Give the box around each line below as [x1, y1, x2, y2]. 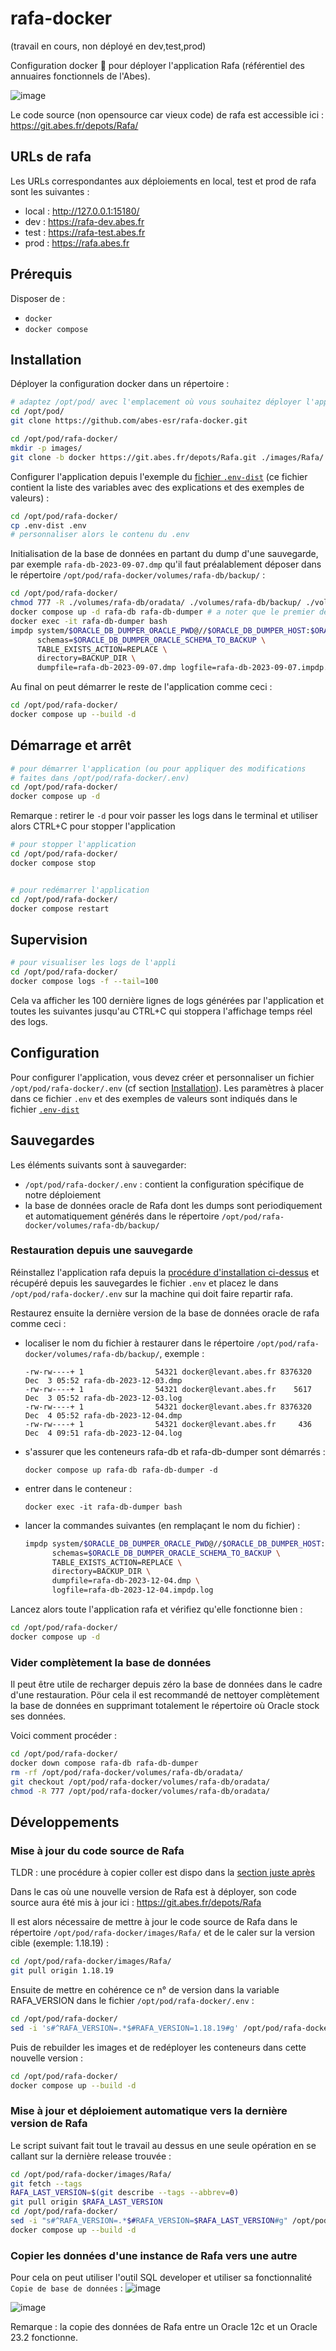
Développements [10, 1813, 120, 1831]
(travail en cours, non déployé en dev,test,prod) [10, 40, 207, 52]
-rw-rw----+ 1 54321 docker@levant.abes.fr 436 [24, 1419, 312, 1429]
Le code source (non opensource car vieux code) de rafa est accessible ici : [10, 108, 324, 121]
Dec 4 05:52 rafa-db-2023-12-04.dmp [24, 1410, 183, 1421]
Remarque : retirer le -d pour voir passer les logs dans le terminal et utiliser [10, 810, 318, 822]
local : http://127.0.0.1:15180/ [24, 205, 140, 217]
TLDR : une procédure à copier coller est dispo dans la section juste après [10, 1867, 316, 1879]
